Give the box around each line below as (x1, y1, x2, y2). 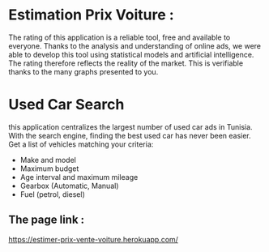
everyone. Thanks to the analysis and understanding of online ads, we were (8, 41, 262, 50)
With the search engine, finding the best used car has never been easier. (8, 130, 251, 140)
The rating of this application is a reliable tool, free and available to (8, 32, 231, 42)
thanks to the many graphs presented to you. (8, 66, 159, 76)
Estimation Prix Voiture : (8, 6, 174, 24)
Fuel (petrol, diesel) (19, 189, 85, 199)
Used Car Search (8, 96, 125, 114)
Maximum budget (19, 164, 79, 173)
